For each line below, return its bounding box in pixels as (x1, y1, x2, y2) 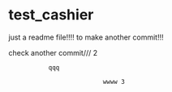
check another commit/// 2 (8, 48, 98, 57)
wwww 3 (102, 77, 126, 86)
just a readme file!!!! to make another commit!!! (8, 32, 164, 42)
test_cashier (8, 6, 94, 24)
